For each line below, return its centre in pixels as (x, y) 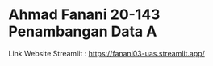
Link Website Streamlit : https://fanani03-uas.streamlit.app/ (107, 53)
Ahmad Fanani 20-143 (84, 15)
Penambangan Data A (83, 31)
